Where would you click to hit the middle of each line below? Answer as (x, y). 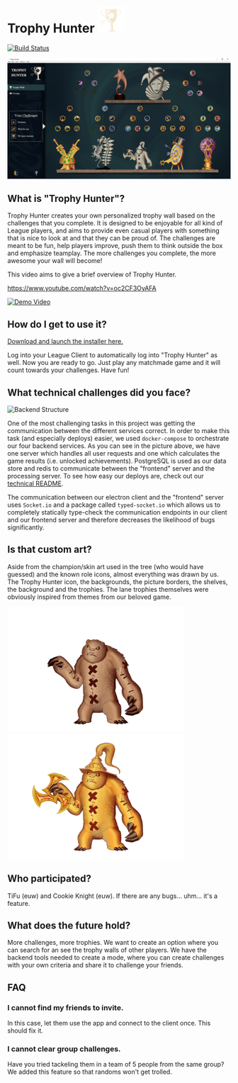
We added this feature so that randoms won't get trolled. (90, 1072)
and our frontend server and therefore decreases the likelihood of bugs (111, 520)
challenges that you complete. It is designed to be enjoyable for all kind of (115, 223)
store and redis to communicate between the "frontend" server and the (111, 468)
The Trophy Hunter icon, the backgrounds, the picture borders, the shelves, (118, 582)
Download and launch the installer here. (66, 342)
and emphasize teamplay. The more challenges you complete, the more (112, 253)
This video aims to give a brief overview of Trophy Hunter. (92, 274)
